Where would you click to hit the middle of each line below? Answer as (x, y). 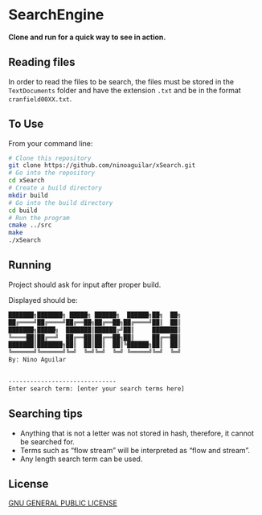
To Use (26, 124)
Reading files (42, 62)
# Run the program (39, 218)
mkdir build (28, 195)
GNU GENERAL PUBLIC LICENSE (63, 503)
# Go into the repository (51, 173)
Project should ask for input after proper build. (85, 284)
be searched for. (47, 441)
